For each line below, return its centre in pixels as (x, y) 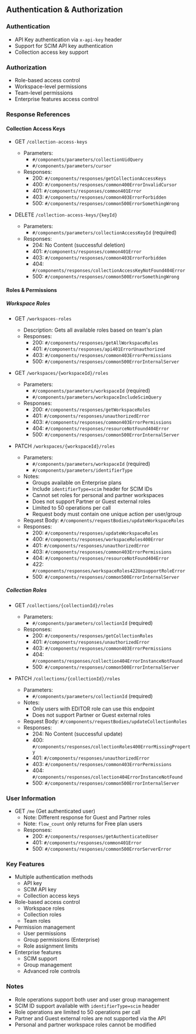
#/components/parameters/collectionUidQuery (88, 160)
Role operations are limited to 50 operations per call (77, 1012)
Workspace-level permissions (51, 86)
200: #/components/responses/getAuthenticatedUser (95, 836)
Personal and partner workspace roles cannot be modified (85, 1025)
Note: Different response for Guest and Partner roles (87, 817)
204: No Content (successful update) (77, 734)
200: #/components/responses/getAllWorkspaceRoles (95, 342)
